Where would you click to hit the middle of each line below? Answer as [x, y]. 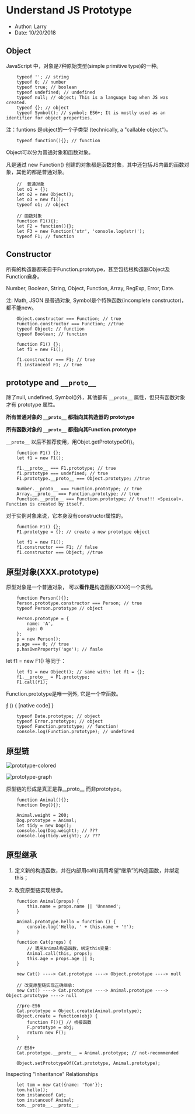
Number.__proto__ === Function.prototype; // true [79, 489]
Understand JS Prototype [69, 10]
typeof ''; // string [43, 77]
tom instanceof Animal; [46, 1100]
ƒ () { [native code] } [30, 706]
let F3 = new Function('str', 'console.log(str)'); [81, 231]
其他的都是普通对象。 [42, 172]
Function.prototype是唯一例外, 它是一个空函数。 [64, 694]
